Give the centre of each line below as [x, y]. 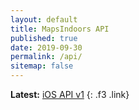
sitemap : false [42, 66]
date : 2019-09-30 [46, 47]
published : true [44, 38]
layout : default [44, 19]
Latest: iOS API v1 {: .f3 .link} [70, 94]
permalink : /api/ [46, 57]
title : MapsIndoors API [60, 29]
